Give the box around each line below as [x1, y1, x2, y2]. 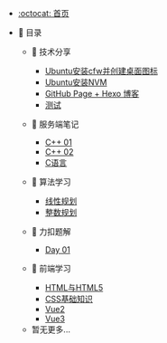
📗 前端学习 [31, 263, 71, 273]
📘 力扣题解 [31, 226, 71, 237]
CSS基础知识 [44, 293, 93, 304]
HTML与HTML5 [44, 282, 104, 292]
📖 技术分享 [31, 46, 71, 57]
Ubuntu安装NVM [44, 77, 107, 88]
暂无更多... [31, 324, 70, 335]
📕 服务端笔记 [31, 119, 79, 129]
